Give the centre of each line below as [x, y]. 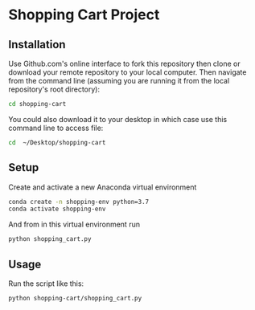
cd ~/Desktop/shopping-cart [57, 142]
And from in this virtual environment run [74, 224]
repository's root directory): [54, 89]
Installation [37, 45]
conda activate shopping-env [57, 209]
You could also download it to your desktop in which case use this [118, 119]
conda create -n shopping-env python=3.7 [79, 202]
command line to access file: [56, 128]
